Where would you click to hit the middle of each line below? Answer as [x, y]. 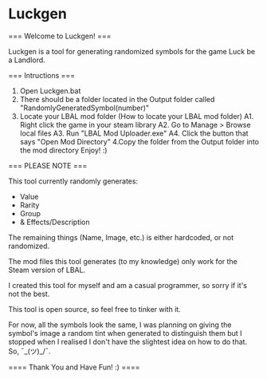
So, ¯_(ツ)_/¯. [29, 351]
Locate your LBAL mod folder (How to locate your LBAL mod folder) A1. [137, 116]
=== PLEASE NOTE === [48, 165]
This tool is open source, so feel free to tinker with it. [94, 309]
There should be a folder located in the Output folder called [117, 99]
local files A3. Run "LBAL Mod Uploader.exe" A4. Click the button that [134, 133]
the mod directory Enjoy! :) [63, 150]
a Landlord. [27, 60]
